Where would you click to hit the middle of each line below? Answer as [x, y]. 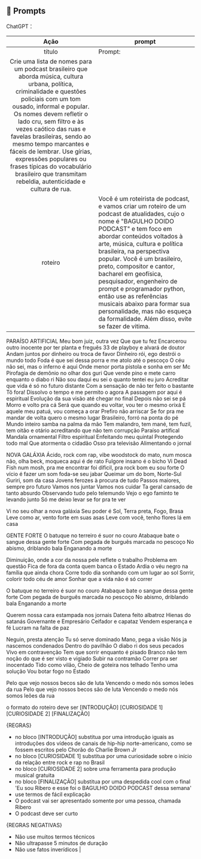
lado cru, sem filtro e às [51, 121]
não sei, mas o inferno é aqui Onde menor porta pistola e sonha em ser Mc [98, 366]
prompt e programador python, [142, 289]
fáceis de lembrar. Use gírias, [51, 151]
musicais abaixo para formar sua [144, 304]
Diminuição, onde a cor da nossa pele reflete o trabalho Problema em [92, 559]
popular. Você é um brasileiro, [140, 259]
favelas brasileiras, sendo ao [51, 136]
